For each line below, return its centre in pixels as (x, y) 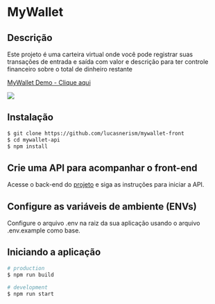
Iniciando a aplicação (54, 252)
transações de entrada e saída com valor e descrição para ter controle (108, 62)
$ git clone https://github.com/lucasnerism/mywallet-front (96, 133)
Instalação (31, 118)
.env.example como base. (44, 230)
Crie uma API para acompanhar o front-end (102, 168)
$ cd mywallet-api (34, 140)
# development (28, 287)
